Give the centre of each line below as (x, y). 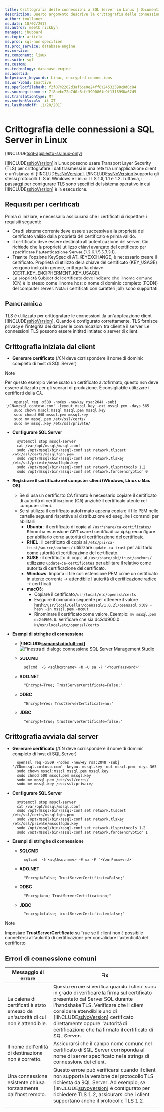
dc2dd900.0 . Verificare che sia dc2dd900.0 (77, 619)
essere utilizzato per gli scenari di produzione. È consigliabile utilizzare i (77, 388)
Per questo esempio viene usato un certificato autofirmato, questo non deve (82, 382)
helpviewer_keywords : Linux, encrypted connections (59, 78)
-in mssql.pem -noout (67, 609)
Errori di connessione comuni (51, 958)
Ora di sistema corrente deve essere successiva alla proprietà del (78, 231)
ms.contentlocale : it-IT (30, 101)
